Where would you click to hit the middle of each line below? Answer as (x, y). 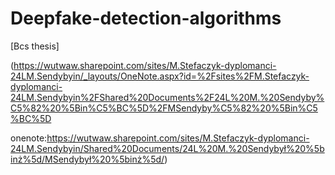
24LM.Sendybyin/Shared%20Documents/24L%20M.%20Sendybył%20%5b (167, 148)
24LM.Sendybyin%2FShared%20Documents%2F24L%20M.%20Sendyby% (167, 97)
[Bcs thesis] (35, 46)
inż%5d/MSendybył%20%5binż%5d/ (87, 159)
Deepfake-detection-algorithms (146, 18)
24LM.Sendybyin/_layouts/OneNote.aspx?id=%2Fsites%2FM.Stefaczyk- (160, 76)
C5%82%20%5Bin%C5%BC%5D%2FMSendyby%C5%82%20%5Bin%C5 (164, 108)
